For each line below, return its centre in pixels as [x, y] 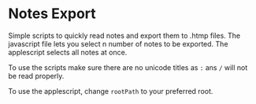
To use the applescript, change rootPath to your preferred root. [111, 91]
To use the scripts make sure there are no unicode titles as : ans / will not [128, 67]
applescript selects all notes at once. [68, 52]
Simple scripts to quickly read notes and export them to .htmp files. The [124, 35]
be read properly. [36, 76]
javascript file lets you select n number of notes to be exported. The [118, 43]
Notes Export [52, 14]
